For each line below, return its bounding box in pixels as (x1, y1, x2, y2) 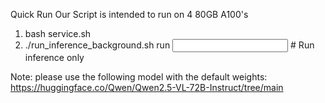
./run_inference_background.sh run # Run (24, 39, 315, 51)
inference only (24, 52, 85, 63)
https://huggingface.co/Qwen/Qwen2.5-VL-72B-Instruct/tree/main (10, 82, 284, 93)
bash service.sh (24, 28, 92, 39)
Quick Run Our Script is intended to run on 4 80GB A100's (10, 9, 249, 20)
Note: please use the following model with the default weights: (10, 71, 268, 83)
